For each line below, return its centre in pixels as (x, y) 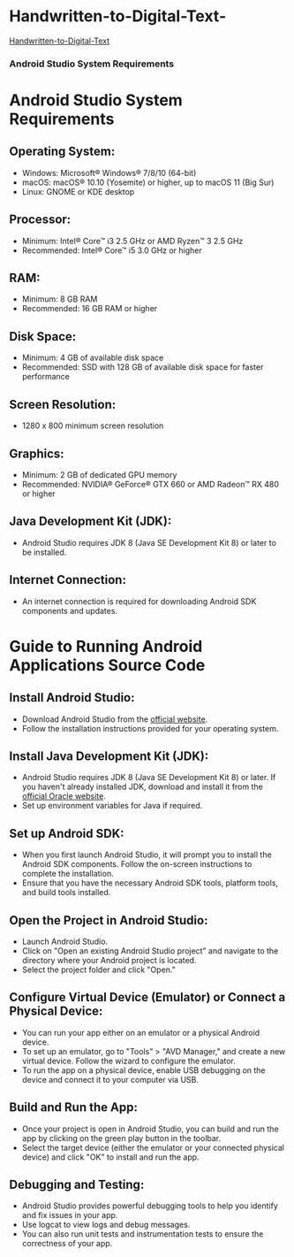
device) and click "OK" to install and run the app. (111, 1157)
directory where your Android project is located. (109, 960)
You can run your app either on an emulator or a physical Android (141, 1032)
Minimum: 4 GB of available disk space (93, 358)
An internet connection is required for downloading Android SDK (139, 601)
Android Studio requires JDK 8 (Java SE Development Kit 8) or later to (149, 542)
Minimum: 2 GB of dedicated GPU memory (99, 474)
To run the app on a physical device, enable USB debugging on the (144, 1070)
